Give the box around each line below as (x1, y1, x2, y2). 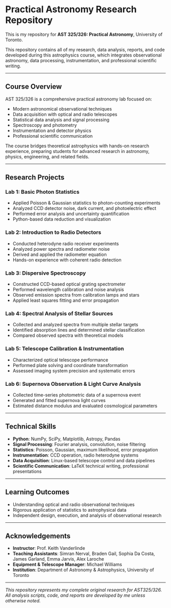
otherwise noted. (5, 598, 41, 604)
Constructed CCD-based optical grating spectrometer (12, 281, 126, 287)
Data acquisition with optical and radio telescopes (12, 111, 118, 117)
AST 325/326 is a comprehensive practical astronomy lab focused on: (5, 96, 152, 102)
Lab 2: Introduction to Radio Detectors (5, 229, 102, 236)
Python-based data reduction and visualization (12, 216, 111, 222)
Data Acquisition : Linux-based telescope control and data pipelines (12, 457, 155, 463)
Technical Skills (5, 422, 56, 431)
